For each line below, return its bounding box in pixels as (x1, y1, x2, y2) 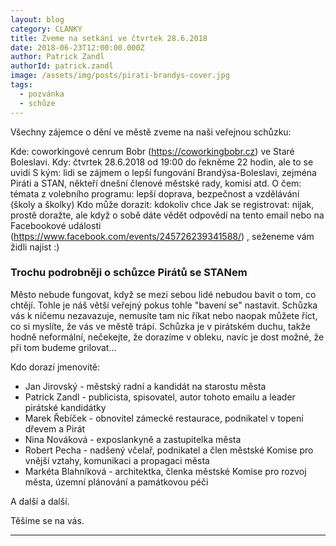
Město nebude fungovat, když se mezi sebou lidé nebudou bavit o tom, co (10, 288, 317, 300)
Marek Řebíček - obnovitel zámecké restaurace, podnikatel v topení (24, 412, 304, 424)
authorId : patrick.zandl (10, 61, 114, 71)
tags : (10, 80, 33, 90)
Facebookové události (10, 219, 102, 231)
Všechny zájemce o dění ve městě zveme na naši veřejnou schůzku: (10, 126, 292, 138)
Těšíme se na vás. (10, 514, 85, 526)
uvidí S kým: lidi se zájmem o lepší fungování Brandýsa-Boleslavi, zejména (10, 166, 317, 178)
